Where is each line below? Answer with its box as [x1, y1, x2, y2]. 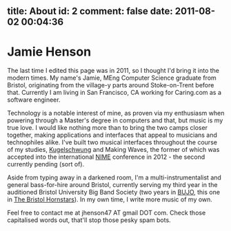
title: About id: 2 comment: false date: [7, 5, 174, 17]
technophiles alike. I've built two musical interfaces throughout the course [7, 138, 217, 146]
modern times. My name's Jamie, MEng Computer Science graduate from [7, 74, 217, 82]
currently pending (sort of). [7, 160, 85, 168]
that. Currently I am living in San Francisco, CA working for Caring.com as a [7, 89, 222, 97]
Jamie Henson [7, 44, 92, 59]
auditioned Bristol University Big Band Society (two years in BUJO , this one [7, 188, 221, 197]
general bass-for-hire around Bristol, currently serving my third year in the [7, 181, 218, 189]
